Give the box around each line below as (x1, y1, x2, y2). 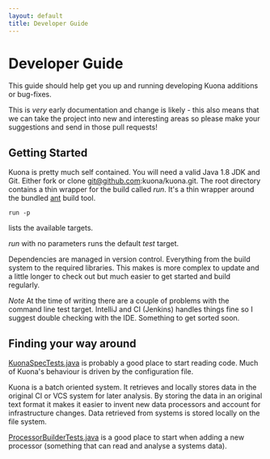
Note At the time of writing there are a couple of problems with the (8, 296, 230, 306)
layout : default (8, 11, 63, 20)
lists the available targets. (8, 223, 94, 233)
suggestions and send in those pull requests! (8, 122, 158, 132)
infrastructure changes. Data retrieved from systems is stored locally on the (8, 408, 260, 418)
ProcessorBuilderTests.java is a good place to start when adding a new (8, 432, 245, 442)
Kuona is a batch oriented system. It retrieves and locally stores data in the (8, 382, 257, 393)
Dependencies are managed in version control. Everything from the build (8, 254, 251, 264)
